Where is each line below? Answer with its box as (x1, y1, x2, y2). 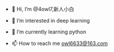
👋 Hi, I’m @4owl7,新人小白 (11, 6, 74, 12)
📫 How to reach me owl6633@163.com (11, 40, 108, 47)
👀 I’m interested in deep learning (11, 17, 90, 24)
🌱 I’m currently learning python (11, 28, 87, 35)
